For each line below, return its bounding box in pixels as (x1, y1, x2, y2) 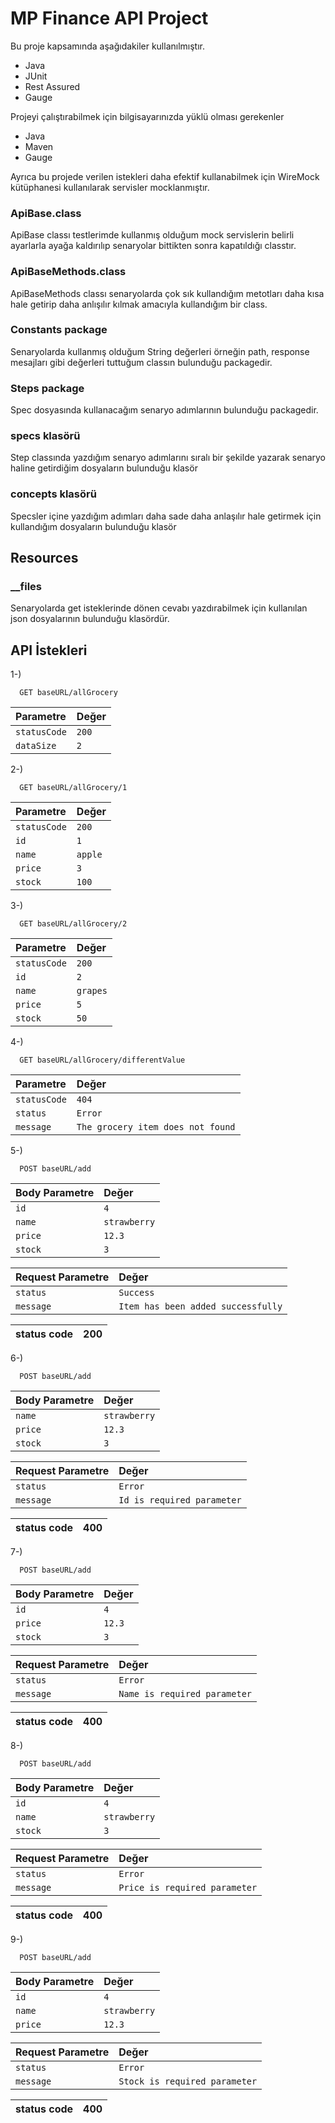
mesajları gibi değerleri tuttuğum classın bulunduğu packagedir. (10, 356, 273, 368)
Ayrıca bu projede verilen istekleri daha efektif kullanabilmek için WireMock (10, 170, 320, 182)
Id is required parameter (118, 1495, 242, 1506)
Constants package (10, 323, 108, 337)
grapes (76, 985, 108, 997)
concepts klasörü (10, 487, 97, 501)
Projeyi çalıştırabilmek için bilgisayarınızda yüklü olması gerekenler (10, 110, 285, 122)
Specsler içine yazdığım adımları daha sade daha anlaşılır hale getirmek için (10, 510, 322, 522)
